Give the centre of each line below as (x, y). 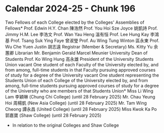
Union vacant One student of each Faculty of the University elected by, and (82, 64)
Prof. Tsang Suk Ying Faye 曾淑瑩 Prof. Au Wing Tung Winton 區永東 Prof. (85, 41)
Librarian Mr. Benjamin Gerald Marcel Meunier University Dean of (81, 53)
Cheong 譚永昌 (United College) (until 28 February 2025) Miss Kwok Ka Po (81, 109)
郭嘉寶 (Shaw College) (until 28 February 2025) (53, 115)
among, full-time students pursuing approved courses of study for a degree (82, 86)
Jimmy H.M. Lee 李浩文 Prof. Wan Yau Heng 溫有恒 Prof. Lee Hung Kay (77, 34)
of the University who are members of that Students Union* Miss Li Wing (79, 91)
